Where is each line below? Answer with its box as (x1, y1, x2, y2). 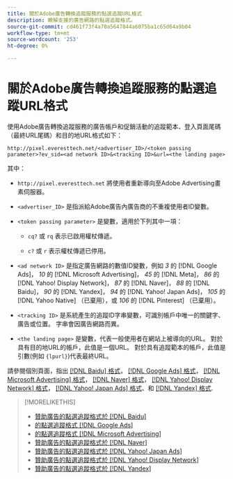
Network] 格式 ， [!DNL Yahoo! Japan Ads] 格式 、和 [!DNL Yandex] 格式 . (7, 384, 214, 392)
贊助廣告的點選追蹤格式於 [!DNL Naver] (34, 438, 147, 446)
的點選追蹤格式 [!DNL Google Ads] (34, 421, 134, 429)
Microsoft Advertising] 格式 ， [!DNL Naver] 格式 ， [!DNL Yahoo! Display (7, 375, 213, 383)
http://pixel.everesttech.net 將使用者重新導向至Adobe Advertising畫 (17, 179, 221, 187)
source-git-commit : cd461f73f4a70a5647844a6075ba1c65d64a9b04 (7, 23, 191, 30)
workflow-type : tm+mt (7, 29, 70, 37)
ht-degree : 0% (7, 42, 49, 49)
